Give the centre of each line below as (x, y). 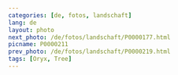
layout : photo (32, 30)
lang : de (22, 23)
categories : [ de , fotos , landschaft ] (70, 15)
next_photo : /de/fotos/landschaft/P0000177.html (89, 37)
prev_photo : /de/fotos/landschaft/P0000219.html (89, 52)
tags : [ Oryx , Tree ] (40, 59)
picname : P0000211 (38, 45)
